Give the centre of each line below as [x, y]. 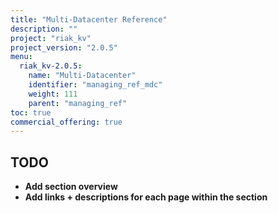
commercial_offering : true [66, 122]
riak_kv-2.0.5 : [51, 66]
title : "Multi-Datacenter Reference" [89, 19]
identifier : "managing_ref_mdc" [95, 85]
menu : [21, 57]
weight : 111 [53, 94]
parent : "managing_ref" [78, 103]
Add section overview [71, 187]
